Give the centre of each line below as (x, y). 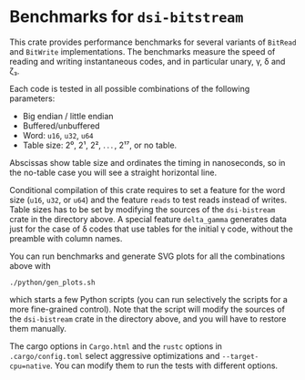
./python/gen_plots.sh (52, 282)
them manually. (38, 328)
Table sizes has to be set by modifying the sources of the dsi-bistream (142, 209)
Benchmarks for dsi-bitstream (127, 17)
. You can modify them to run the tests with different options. (164, 365)
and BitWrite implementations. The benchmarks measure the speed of (142, 51)
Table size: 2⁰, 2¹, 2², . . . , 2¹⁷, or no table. (100, 145)
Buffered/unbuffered (61, 126)
